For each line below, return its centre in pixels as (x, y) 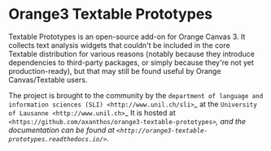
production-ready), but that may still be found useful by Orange (115, 71)
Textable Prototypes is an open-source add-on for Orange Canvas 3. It (127, 37)
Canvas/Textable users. (48, 80)
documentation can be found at (62, 130)
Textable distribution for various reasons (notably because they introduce (131, 54)
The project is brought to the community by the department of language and (136, 95)
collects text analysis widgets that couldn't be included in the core (119, 45)
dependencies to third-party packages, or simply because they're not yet (131, 63)
